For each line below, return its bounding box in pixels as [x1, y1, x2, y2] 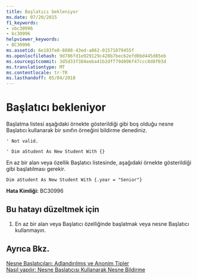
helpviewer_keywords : [6, 36, 60, 42]
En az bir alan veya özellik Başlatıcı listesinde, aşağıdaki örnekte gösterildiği [6, 159, 192, 167]
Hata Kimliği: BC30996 [6, 187, 64, 195]
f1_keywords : [6, 20, 39, 26]
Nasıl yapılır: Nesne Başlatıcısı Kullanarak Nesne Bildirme [6, 266, 146, 273]
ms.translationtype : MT [6, 64, 65, 70]
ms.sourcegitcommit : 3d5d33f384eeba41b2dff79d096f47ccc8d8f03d [6, 58, 167, 64]
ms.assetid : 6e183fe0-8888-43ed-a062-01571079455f [6, 48, 135, 54]
